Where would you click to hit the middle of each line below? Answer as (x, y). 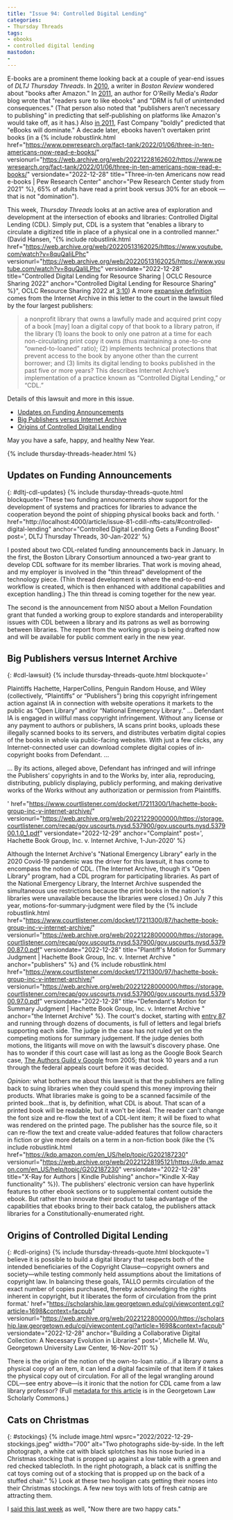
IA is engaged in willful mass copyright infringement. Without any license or (115, 718)
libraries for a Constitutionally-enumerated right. (76, 1214)
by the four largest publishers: (50, 305)
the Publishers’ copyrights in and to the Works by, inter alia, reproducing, (111, 776)
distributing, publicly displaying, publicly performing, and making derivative (115, 783)
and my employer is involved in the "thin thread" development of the (105, 572)
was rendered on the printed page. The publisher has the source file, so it (112, 1125)
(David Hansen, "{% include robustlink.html (69, 239)
